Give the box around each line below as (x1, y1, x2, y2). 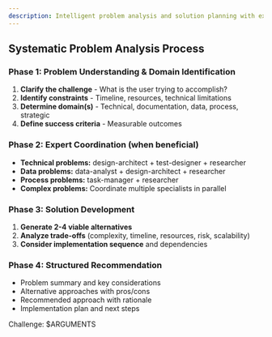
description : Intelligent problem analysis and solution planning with (8, 11, 255, 20)
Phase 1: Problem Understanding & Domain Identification (8, 66, 236, 77)
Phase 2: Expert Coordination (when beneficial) (8, 139, 199, 151)
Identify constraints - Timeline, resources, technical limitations (19, 93, 232, 103)
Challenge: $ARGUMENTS (8, 319, 96, 329)
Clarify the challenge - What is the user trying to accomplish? (19, 84, 228, 94)
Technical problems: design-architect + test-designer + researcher (19, 157, 247, 167)
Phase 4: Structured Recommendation (8, 259, 163, 271)
